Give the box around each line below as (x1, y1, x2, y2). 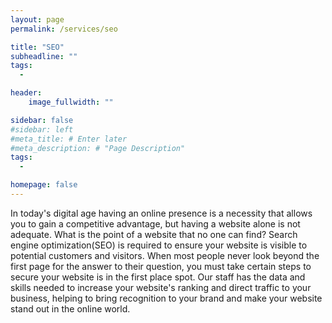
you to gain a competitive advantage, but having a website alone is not (10, 217, 301, 230)
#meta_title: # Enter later (10, 134, 128, 144)
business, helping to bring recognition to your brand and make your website (10, 292, 323, 304)
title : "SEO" (10, 42, 65, 52)
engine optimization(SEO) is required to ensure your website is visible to (10, 239, 308, 251)
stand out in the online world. (10, 302, 131, 315)
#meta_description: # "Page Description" (10, 143, 186, 153)
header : (10, 88, 43, 98)
